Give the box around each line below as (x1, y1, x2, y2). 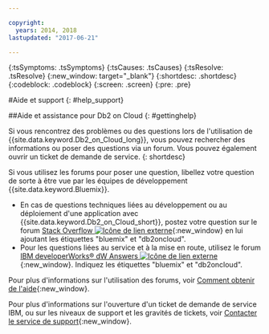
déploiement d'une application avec (19, 209, 139, 218)
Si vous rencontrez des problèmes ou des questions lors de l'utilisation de (8, 126, 253, 136)
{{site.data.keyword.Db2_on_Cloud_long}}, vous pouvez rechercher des (8, 135, 246, 145)
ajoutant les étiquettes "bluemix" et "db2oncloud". (19, 234, 186, 244)
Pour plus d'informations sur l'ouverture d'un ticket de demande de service (8, 299, 257, 309)
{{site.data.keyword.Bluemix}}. (8, 185, 110, 194)
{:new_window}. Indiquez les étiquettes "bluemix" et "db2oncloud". (19, 260, 243, 270)
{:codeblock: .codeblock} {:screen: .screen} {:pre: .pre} (8, 79, 191, 89)
